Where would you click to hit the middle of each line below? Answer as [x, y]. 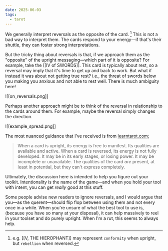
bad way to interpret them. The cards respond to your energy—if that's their [83, 40]
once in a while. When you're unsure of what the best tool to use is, [74, 208]
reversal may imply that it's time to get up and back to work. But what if [78, 71]
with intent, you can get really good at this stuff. [54, 187]
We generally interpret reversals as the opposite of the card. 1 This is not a [82, 34]
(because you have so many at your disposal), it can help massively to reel [82, 213]
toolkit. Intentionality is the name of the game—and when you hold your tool [83, 182]
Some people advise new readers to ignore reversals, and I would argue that [84, 197]
